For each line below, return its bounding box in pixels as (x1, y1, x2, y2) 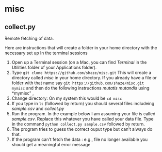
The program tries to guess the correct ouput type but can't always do (11, 126, 153, 132)
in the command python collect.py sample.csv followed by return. (11, 121, 145, 127)
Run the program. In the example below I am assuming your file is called (11, 111, 156, 117)
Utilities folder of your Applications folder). (11, 64, 97, 70)
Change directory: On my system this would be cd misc (11, 95, 122, 101)
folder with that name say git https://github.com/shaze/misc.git (11, 80, 144, 86)
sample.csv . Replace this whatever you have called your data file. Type (11, 116, 154, 122)
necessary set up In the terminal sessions (4, 50, 88, 56)
